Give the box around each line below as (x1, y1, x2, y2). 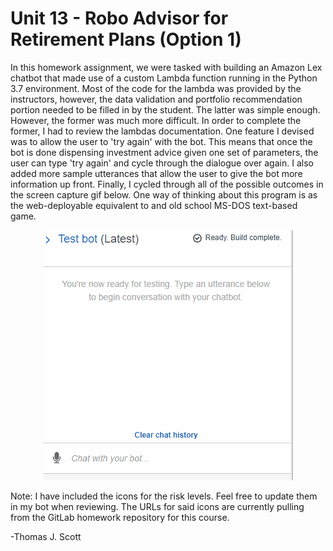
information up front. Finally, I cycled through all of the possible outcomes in (10, 178, 324, 190)
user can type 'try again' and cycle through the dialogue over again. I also (10, 157, 314, 169)
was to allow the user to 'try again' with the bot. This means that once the (10, 135, 313, 147)
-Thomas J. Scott (10, 530, 82, 542)
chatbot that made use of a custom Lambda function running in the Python (10, 72, 318, 84)
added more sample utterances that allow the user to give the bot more (10, 167, 303, 179)
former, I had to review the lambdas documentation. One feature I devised (10, 125, 315, 137)
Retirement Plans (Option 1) (10, 28, 242, 51)
